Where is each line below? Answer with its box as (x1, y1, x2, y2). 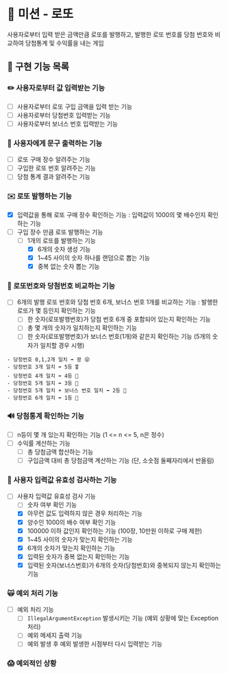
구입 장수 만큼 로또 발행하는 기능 (16, 227, 103, 236)
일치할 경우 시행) (40, 341, 85, 349)
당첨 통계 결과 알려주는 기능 (16, 172, 91, 181)
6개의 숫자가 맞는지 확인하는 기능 (27, 543, 116, 552)
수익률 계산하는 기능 (16, 439, 71, 447)
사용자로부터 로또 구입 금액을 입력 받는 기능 (16, 102, 133, 111)
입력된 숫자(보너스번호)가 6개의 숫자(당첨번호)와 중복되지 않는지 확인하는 (27, 561, 221, 569)
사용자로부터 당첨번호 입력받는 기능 (16, 111, 111, 119)
